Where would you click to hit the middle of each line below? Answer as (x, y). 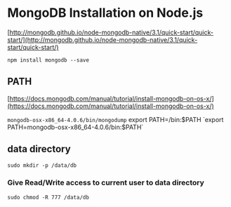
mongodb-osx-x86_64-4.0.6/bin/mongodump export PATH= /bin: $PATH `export (115, 119)
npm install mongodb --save (48, 60)
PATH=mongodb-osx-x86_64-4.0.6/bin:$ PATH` (75, 127)
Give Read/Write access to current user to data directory (106, 182)
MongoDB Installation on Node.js (105, 13)
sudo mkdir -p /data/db (42, 165)
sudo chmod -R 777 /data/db (48, 197)
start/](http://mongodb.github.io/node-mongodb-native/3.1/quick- (103, 39)
